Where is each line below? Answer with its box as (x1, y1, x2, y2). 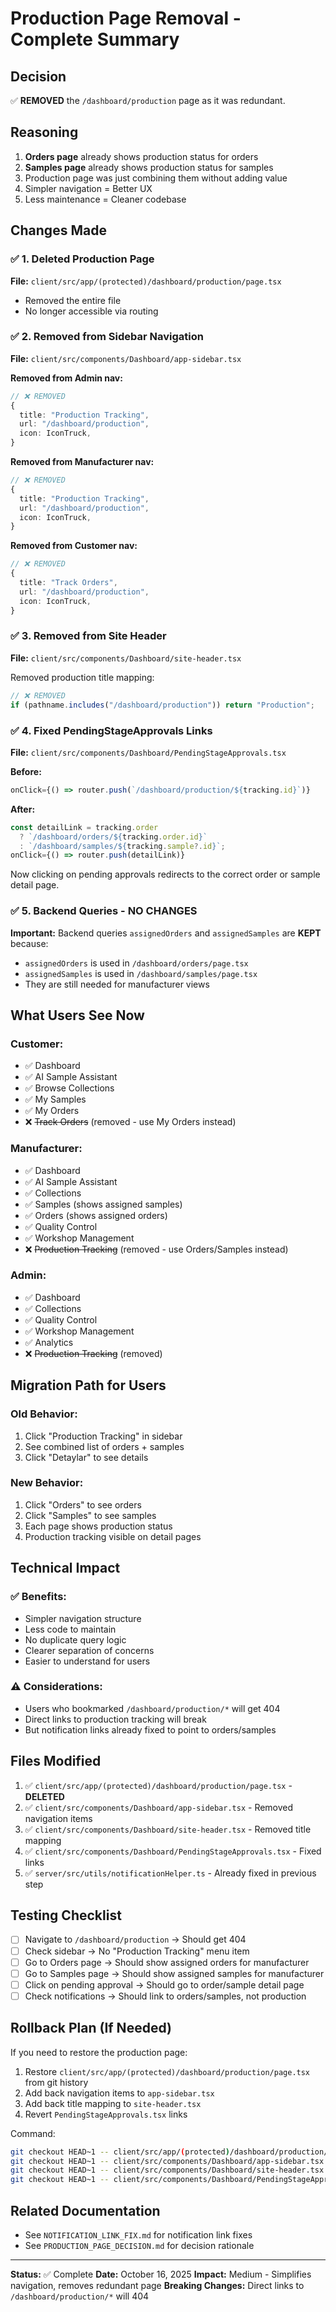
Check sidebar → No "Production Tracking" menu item (24, 1945, 250, 1957)
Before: (10, 765, 42, 777)
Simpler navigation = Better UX (24, 182, 153, 194)
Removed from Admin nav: (10, 372, 123, 384)
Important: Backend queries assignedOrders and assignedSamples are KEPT (10, 927, 322, 939)
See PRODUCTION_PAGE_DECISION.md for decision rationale (24, 2239, 255, 2251)
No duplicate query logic (24, 1633, 127, 1646)
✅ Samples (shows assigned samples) (24, 1198, 183, 1210)
